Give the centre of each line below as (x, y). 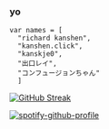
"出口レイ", (37, 64)
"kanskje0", (40, 54)
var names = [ (36, 31)
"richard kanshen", (54, 38)
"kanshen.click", (50, 46)
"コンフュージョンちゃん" (59, 73)
